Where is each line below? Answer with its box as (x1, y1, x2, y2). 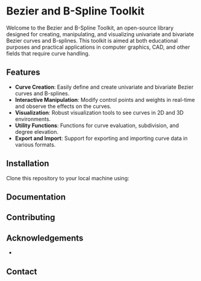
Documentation (6, 192, 66, 202)
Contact (6, 267, 37, 277)
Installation (6, 159, 49, 169)
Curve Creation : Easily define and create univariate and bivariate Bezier (14, 83, 194, 90)
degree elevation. (14, 128, 59, 135)
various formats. (14, 140, 56, 148)
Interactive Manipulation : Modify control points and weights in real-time (14, 96, 196, 103)
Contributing (6, 212, 55, 223)
